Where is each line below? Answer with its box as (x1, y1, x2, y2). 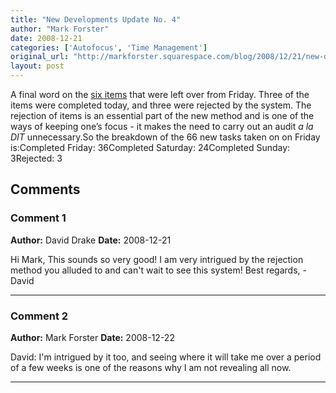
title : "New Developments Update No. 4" (10, 14, 182, 25)
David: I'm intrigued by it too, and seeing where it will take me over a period (10, 351, 322, 363)
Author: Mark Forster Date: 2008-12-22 (10, 331, 175, 343)
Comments (10, 181, 81, 198)
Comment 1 (10, 211, 67, 225)
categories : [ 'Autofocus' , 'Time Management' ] (10, 42, 208, 53)
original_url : (10, 52, 70, 62)
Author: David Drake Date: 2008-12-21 (10, 234, 172, 246)
